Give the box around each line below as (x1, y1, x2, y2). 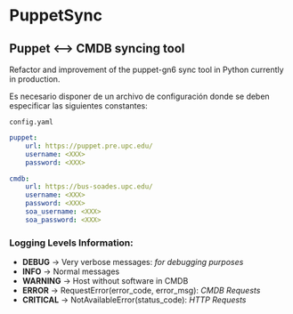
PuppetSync (9, 5, 102, 26)
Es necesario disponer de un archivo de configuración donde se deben (9, 91, 270, 101)
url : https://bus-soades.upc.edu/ (25, 182, 153, 191)
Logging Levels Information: (9, 237, 134, 249)
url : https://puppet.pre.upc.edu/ (25, 141, 153, 150)
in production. (9, 74, 61, 85)
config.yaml (9, 117, 53, 126)
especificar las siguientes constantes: (9, 101, 149, 111)
